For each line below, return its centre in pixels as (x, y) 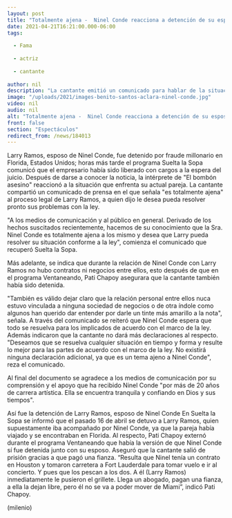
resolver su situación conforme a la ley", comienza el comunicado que (107, 242)
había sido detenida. (36, 285)
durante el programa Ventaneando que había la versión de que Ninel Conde (115, 443)
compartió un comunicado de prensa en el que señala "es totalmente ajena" (115, 192)
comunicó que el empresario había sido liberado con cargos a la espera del (114, 170)
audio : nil (23, 110)
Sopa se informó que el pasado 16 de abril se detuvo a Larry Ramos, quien (113, 421)
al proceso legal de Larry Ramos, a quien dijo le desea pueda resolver (106, 200)
